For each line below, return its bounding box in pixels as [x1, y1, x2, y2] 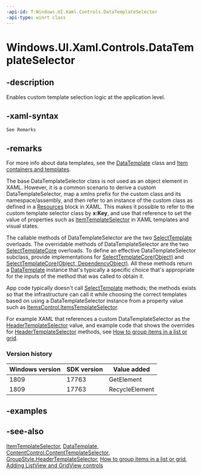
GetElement [109, 375, 142, 384]
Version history [6, 350, 52, 358]
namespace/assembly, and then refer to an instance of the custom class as [6, 197, 193, 204]
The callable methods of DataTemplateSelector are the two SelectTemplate [6, 234, 192, 242]
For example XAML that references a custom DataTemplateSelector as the [6, 315, 190, 323]
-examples [6, 406, 48, 416]
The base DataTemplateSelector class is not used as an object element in [6, 178, 188, 185]
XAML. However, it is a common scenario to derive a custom [6, 184, 156, 191]
